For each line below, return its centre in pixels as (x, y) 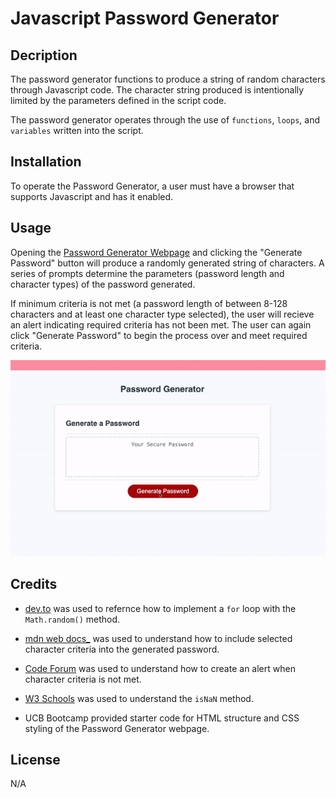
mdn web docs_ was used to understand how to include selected (158, 638)
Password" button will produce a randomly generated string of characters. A (167, 263)
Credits (34, 584)
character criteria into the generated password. (122, 649)
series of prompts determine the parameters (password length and (147, 273)
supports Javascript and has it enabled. (92, 196)
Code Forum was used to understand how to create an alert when (160, 668)
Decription (44, 55)
